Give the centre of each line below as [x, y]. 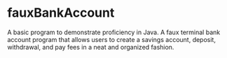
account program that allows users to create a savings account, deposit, [111, 39]
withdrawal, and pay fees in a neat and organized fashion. [91, 47]
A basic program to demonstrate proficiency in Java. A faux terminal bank [114, 32]
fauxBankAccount [61, 13]
